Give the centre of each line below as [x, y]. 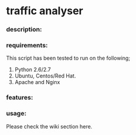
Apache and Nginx [37, 82]
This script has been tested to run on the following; [68, 58]
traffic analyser [45, 11]
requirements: [27, 46]
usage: [16, 114]
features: [20, 98]
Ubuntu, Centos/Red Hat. [45, 76]
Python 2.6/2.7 [33, 70]
